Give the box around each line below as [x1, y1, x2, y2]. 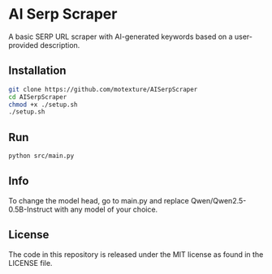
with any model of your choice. [54, 204, 158, 214]
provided [8, 40, 39, 49]
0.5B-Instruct [8, 204, 53, 214]
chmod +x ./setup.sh [8, 101, 79, 109]
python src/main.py [8, 152, 75, 161]
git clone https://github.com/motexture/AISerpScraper [8, 85, 198, 93]
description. [40, 40, 80, 49]
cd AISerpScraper [8, 92, 67, 101]
